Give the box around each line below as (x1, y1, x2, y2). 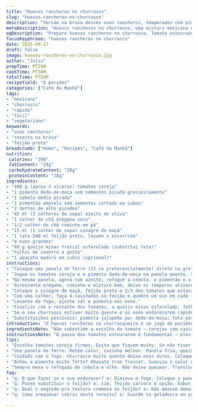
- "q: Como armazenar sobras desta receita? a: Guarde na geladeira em (6, 392, 186, 398)
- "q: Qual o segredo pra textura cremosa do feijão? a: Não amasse (6, 386, 178, 392)
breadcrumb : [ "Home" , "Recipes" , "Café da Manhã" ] (6, 145, 133, 151)
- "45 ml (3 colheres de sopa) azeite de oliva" (6, 211, 128, 217)
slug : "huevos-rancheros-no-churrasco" (6, 14, 104, 20)
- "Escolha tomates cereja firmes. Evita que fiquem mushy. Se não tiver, (6, 343, 194, 348)
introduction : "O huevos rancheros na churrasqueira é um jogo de (6, 320, 173, 327)
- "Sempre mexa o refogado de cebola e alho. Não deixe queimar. (6, 364, 170, 370)
